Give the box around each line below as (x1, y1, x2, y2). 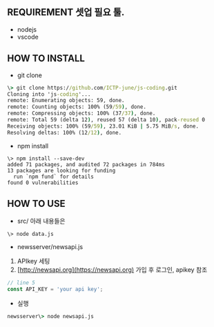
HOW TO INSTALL (7, 52, 85, 64)
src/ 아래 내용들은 (17, 217, 66, 226)
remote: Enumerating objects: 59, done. (7, 97, 126, 104)
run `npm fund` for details (13, 173, 95, 180)
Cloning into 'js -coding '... (7, 90, 91, 98)
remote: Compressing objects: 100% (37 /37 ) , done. (7, 110, 156, 117)
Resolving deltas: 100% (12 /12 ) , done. (7, 129, 122, 136)
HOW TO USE (7, 198, 66, 210)
